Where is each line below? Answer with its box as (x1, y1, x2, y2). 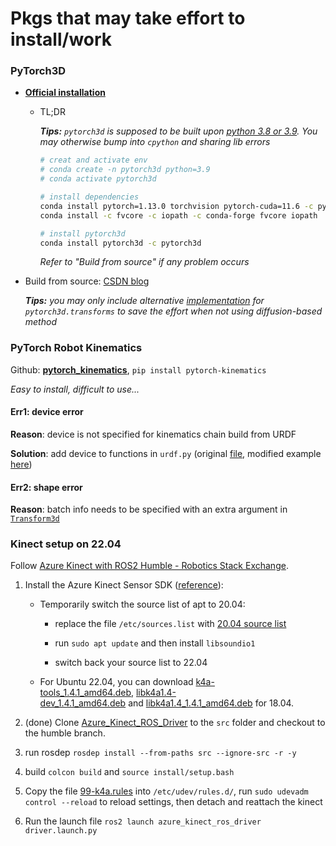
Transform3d (10, 514, 60, 524)
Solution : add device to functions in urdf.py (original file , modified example (10, 447, 322, 459)
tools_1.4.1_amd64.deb (39, 687, 132, 699)
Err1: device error (10, 406, 84, 418)
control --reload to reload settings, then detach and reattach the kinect (24, 796, 323, 808)
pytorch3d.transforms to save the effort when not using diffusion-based (24, 305, 323, 317)
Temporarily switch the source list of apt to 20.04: (39, 598, 246, 611)
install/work (10, 28, 113, 51)
